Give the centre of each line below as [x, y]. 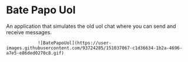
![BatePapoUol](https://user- [74, 43]
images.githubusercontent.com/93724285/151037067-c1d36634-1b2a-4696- [94, 48]
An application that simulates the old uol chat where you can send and [91, 26]
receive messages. [29, 32]
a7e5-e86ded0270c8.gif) [35, 53]
